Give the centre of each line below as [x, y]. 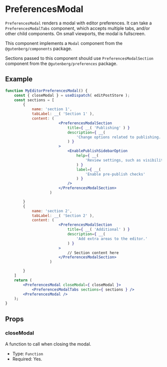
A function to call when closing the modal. [48, 344]
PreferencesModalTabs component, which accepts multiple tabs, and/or [78, 28]
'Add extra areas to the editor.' [112, 239]
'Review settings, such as [113, 160]
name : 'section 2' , [52, 211]
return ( [23, 280]
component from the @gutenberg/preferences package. [61, 63]
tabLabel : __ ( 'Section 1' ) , [63, 114]
